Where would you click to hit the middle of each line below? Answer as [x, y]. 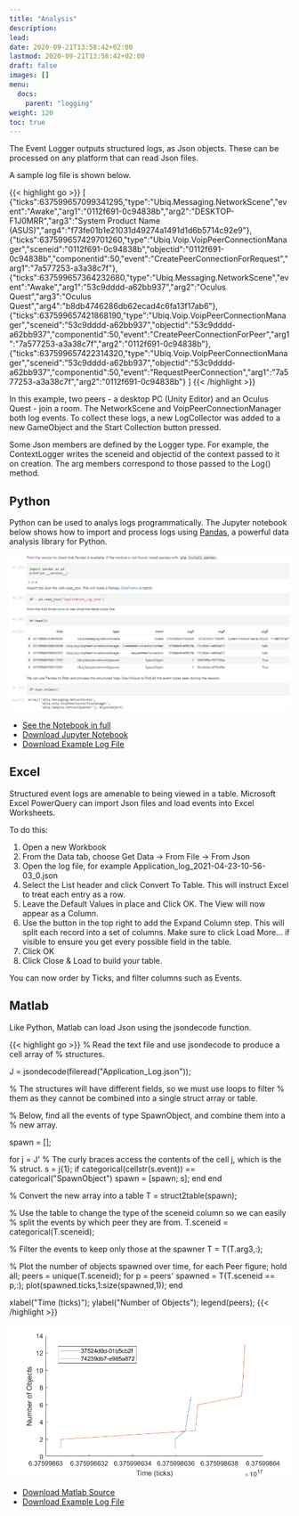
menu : [19, 85]
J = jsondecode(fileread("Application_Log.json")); [100, 1071]
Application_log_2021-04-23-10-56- [199, 866]
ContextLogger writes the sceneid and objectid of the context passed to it [145, 454]
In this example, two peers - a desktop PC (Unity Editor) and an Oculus [139, 399]
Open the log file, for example [77, 866]
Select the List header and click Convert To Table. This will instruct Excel [155, 884]
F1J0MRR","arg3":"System [57, 221]
